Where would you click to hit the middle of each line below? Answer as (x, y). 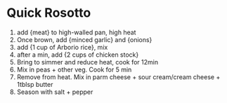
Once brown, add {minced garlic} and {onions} (84, 39)
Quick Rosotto (49, 13)
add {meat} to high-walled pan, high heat (76, 32)
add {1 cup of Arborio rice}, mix (62, 47)
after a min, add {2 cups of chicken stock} (78, 55)
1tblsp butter (35, 84)
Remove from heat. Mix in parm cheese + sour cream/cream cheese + (118, 77)
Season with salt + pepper (55, 92)
